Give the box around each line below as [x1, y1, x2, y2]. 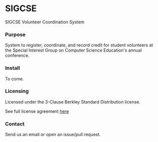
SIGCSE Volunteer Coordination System [5, 19, 84, 25]
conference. [5, 53, 30, 58]
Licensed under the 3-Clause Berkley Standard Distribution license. [5, 99, 140, 105]
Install [5, 65, 20, 71]
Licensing [5, 88, 29, 95]
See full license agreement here [5, 108, 69, 114]
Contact [5, 120, 25, 127]
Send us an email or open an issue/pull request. [5, 132, 101, 138]
